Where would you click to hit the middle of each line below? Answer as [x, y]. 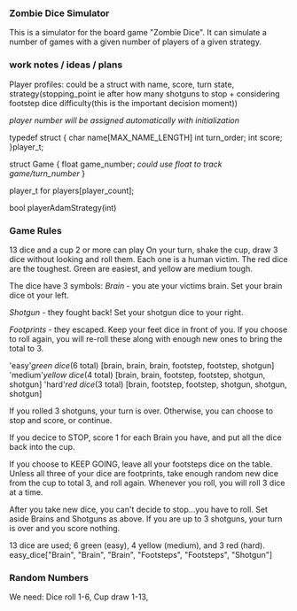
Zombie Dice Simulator [59, 13]
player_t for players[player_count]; [72, 190]
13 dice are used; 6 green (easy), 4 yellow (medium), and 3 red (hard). [137, 545]
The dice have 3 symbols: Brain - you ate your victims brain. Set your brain [146, 285]
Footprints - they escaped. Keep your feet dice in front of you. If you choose [148, 329]
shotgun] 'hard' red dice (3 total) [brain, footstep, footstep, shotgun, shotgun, [148, 384]
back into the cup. [42, 446]
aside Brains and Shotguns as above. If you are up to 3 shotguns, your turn [146, 518]
